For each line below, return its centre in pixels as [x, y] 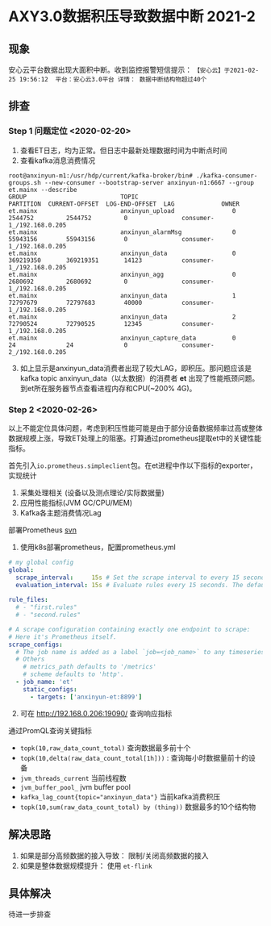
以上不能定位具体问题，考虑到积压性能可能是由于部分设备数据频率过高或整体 [135, 428]
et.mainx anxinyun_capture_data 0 [122, 338]
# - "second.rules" [48, 615]
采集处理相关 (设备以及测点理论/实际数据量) [92, 492]
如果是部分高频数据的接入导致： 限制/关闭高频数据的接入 [114, 855]
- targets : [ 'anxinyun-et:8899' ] [86, 697]
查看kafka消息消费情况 [58, 160]
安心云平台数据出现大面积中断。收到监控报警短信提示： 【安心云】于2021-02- [134, 70]
